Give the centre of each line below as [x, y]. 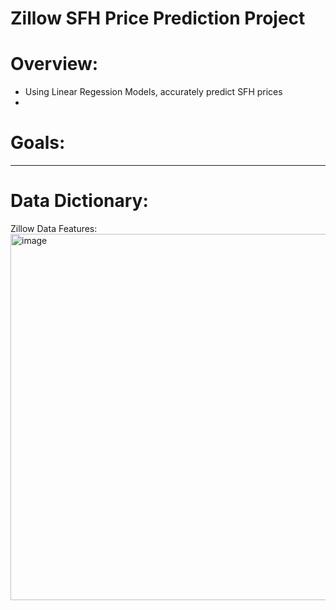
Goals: [38, 143]
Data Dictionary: [79, 201]
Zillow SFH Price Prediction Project [158, 18]
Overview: [54, 64]
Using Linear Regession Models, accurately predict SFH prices [153, 92]
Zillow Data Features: [54, 228]
